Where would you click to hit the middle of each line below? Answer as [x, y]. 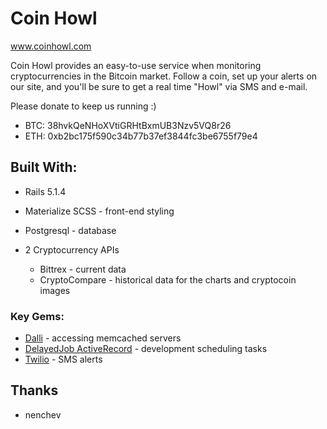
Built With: [44, 167]
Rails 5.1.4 [45, 191]
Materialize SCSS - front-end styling [99, 211]
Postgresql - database [70, 230]
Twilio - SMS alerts [63, 359]
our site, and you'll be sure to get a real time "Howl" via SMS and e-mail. [159, 86]
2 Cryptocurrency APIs [72, 249]
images [55, 290]
